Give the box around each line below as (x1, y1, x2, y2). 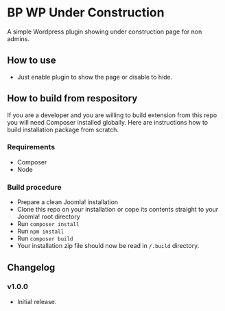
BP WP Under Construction (7, 5, 165, 21)
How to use (7, 55, 56, 66)
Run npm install (16, 227, 64, 236)
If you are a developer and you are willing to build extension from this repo (7, 111, 217, 119)
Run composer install (16, 220, 80, 228)
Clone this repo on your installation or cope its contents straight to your (16, 206, 219, 214)
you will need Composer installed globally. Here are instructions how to (7, 118, 209, 126)
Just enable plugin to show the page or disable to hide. (16, 73, 173, 81)
